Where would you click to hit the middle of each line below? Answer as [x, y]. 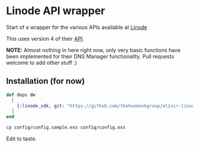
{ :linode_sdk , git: [41, 106]
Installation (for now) [46, 81]
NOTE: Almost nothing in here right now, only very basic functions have [93, 50]
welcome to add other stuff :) [41, 63]
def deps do [21, 95]
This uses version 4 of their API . [45, 38]
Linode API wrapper [56, 11]
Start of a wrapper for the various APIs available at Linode [77, 27]
